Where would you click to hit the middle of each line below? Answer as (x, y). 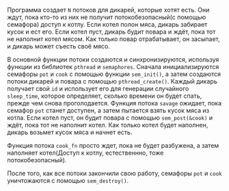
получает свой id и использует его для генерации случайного (98, 89)
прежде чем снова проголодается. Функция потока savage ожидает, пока (114, 103)
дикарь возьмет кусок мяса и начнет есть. (70, 132)
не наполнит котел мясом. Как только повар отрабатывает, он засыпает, (113, 39)
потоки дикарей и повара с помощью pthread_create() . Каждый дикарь (112, 81)
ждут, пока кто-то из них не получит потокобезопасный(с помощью (107, 17)
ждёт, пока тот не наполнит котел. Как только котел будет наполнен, (108, 125)
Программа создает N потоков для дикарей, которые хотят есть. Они (108, 10)
